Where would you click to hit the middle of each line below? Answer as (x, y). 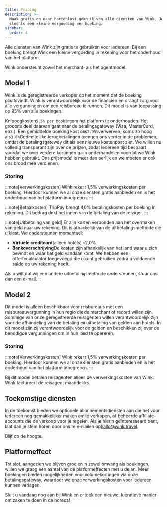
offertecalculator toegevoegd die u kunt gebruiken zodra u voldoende (83, 259)
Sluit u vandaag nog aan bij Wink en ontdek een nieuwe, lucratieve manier (81, 495)
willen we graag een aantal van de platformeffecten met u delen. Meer (77, 469)
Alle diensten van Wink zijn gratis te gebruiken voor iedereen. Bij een (76, 47)
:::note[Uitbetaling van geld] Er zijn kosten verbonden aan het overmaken (80, 222)
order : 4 (19, 33)
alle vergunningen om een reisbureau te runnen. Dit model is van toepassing (83, 106)
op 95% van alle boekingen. (34, 111)
